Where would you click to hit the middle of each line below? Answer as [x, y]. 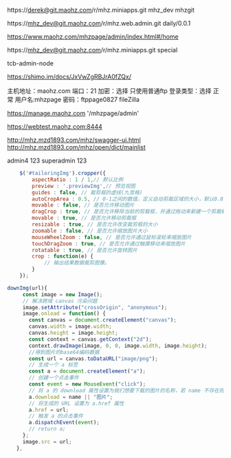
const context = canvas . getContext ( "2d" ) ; [90, 339]
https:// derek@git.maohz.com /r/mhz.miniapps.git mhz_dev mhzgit [101, 10]
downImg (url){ [27, 288]
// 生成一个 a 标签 [53, 365]
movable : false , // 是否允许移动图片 [83, 205]
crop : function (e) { [63, 257]
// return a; [47, 429]
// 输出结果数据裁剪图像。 [77, 263]
